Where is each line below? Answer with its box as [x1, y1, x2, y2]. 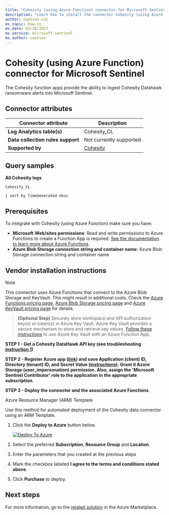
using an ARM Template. [5, 412, 56, 418]
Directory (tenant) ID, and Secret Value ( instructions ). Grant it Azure [5, 361, 150, 368]
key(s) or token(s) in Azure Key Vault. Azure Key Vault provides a [17, 320, 152, 327]
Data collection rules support [8, 136, 79, 143]
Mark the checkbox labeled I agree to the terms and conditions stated [12, 461, 159, 467]
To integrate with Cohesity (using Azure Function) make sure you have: [5, 220, 152, 227]
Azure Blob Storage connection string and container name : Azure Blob [12, 246, 162, 252]
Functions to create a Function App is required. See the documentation [12, 235, 159, 242]
